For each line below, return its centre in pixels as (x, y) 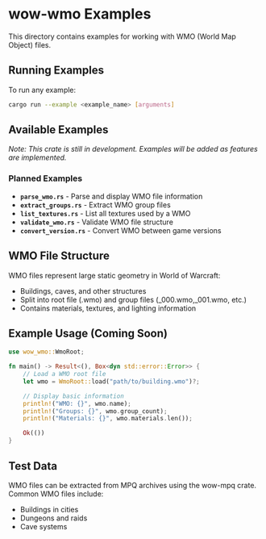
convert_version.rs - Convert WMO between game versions (121, 230)
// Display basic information (74, 396)
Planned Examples (46, 178)
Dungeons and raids (54, 518)
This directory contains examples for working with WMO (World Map (122, 36)
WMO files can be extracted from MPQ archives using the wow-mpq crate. (132, 485)
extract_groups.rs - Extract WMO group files (95, 205)
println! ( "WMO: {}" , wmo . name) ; (77, 403)
